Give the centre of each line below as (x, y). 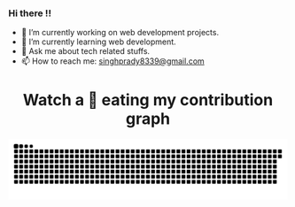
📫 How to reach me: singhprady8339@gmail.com (113, 61)
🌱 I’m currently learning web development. (98, 42)
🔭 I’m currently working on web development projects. (120, 33)
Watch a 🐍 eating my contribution (148, 100)
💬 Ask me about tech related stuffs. (85, 51)
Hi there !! (30, 13)
